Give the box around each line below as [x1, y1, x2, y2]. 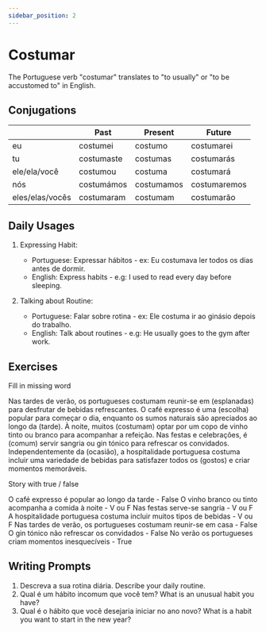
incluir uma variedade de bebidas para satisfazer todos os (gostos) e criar [8, 456, 250, 464]
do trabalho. [31, 320, 71, 329]
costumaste [79, 153, 123, 164]
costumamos [134, 179, 184, 191]
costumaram [79, 192, 126, 203]
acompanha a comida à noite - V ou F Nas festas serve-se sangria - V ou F [8, 503, 254, 512]
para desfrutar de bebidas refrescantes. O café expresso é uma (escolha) [8, 405, 249, 414]
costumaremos [191, 179, 248, 191]
